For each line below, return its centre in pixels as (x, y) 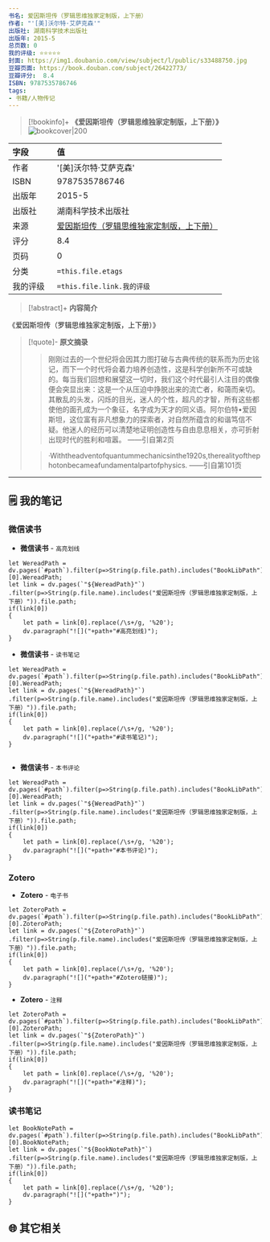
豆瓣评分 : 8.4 (31, 76)
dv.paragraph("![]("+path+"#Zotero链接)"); (96, 978)
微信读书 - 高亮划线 (50, 548)
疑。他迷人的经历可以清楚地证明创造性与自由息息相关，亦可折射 (153, 430)
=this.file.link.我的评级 (103, 287)
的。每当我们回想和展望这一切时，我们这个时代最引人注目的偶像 (153, 380)
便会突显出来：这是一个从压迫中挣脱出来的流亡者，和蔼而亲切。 (153, 389)
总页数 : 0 (23, 46)
